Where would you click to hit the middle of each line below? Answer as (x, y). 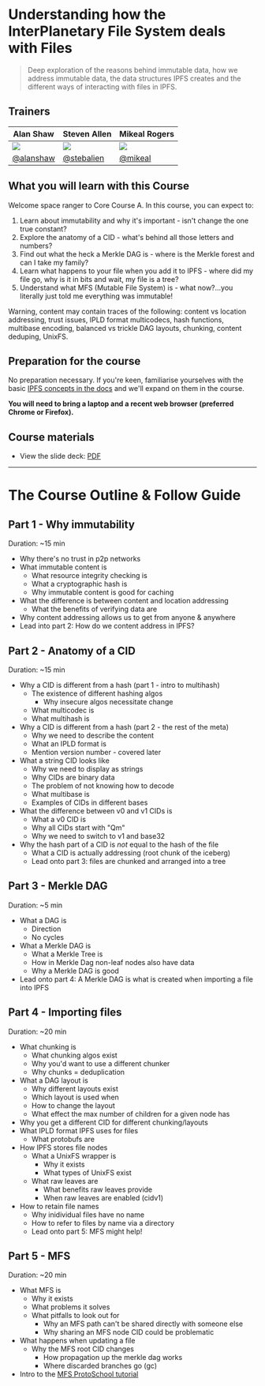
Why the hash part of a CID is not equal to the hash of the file (119, 844)
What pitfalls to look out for (75, 1316)
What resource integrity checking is (89, 576)
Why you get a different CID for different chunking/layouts (114, 1122)
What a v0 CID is (59, 819)
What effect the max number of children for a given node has (131, 1114)
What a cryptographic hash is (79, 584)
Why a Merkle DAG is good (75, 971)
